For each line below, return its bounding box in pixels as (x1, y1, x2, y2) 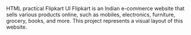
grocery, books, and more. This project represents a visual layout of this (6, 17, 183, 24)
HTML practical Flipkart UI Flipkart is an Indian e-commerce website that (6, 5, 185, 12)
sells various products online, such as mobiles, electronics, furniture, (6, 11, 175, 18)
